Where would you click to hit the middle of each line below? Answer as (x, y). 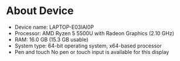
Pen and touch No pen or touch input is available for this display (92, 52)
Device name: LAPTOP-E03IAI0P (54, 27)
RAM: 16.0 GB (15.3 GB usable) (52, 39)
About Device (40, 11)
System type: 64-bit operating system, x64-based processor (88, 46)
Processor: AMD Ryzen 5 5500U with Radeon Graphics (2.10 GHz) (94, 33)
